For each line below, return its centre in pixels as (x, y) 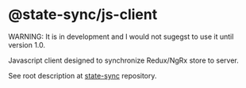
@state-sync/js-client (83, 15)
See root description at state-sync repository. (83, 75)
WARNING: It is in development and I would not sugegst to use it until (121, 36)
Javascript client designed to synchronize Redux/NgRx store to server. (124, 60)
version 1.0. (27, 44)
